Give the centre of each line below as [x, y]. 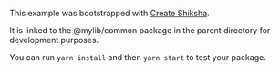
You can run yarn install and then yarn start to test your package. [138, 57]
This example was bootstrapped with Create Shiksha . [109, 13]
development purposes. [54, 40]
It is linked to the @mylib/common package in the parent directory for [140, 30]
